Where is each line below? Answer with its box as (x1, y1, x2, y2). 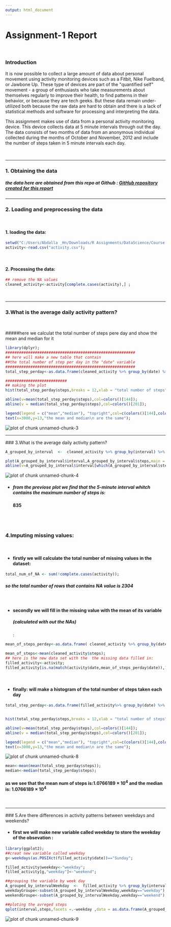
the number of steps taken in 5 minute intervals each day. (5, 140, 126, 146)
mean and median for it (5, 336, 54, 342)
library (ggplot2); (5, 846, 44, 851)
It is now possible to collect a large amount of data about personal (5, 70, 144, 76)
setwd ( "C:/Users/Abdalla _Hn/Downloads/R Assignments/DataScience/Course (5, 240, 165, 246)
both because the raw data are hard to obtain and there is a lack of (21, 103, 162, 109)
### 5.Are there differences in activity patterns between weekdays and (5, 812, 155, 818)
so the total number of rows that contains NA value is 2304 (5, 583, 133, 589)
